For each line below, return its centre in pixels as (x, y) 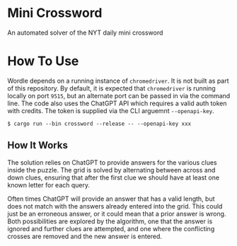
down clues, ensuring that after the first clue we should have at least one (114, 177)
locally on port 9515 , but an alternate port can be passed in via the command (119, 95)
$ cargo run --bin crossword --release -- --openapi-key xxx (99, 124)
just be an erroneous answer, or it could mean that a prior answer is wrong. (117, 213)
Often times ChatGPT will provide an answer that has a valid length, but (111, 199)
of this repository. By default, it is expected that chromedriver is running (111, 88)
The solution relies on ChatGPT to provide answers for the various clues (112, 162)
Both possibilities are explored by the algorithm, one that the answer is (110, 221)
